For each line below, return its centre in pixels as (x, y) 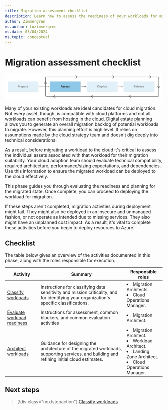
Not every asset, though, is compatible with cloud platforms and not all (78, 113)
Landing (141, 351)
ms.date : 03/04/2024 (27, 32)
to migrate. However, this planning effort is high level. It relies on (71, 129)
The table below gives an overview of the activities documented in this (78, 255)
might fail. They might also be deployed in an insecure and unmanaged (78, 212)
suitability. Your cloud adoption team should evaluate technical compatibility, (84, 160)
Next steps (22, 390)
